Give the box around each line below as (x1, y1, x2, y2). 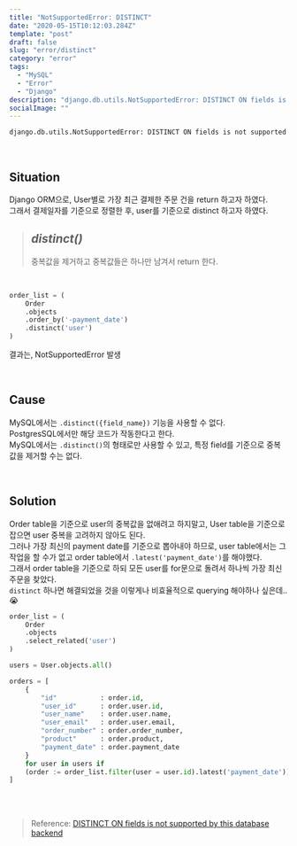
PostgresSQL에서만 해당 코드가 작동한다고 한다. (9, 428, 175, 439)
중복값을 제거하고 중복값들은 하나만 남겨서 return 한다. (30, 256, 218, 267)
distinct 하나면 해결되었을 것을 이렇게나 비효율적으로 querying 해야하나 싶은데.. (9, 585, 288, 595)
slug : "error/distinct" (9, 46, 97, 55)
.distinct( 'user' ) (25, 324, 93, 333)
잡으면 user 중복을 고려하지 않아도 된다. (9, 529, 146, 540)
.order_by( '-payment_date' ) (25, 315, 128, 324)
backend (30, 827, 64, 838)
